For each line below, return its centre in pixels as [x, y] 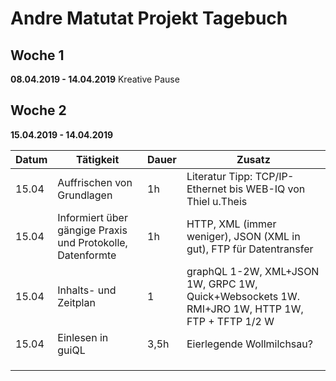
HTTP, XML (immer [231, 224]
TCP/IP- [274, 176]
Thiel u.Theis [217, 201]
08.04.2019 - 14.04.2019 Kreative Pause [95, 79]
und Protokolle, [92, 242]
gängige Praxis [92, 230]
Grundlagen [85, 195]
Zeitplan [76, 302]
